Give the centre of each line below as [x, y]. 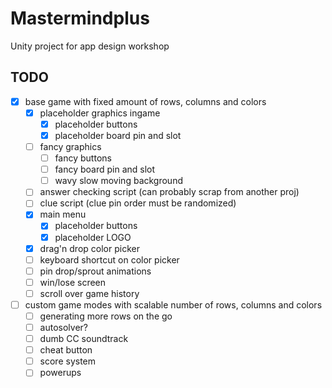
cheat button [66, 350]
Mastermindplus [80, 18]
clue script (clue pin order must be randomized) [138, 203]
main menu [63, 214]
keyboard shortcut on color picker [109, 259]
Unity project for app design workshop [90, 46]
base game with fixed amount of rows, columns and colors [145, 101]
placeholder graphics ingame [100, 113]
